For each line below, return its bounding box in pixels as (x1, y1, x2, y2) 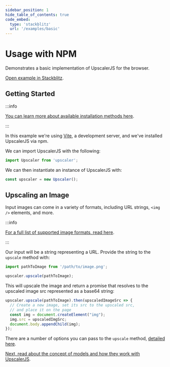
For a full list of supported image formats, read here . (5, 229, 115, 235)
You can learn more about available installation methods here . (5, 113, 134, 119)
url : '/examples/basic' (10, 26, 60, 32)
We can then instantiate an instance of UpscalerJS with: (5, 167, 122, 173)
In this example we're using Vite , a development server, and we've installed (5, 133, 162, 139)
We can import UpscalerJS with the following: (5, 148, 100, 154)
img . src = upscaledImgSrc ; (10, 317, 67, 322)
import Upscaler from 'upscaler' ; (5, 158, 79, 163)
